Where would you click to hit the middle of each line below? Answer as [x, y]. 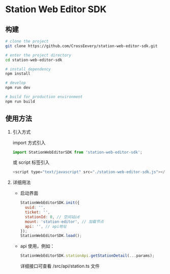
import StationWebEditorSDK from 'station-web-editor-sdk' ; [77, 152]
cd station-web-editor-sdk [34, 60]
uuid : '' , [35, 208]
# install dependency [28, 69]
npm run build [20, 101]
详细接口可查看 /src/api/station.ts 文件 [60, 266]
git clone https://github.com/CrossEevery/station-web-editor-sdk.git [81, 46]
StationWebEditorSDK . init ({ [50, 203]
